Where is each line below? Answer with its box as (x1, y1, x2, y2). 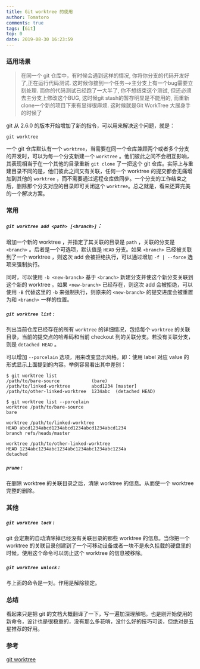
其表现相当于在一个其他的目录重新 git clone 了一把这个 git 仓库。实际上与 (6, 160, 189, 167)
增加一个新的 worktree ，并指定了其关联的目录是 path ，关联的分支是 (6, 238, 176, 245)
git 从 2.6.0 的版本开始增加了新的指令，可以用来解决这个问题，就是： (6, 122, 176, 129)
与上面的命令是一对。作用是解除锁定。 (6, 579, 100, 586)
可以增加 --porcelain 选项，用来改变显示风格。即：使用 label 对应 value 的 (6, 354, 189, 361)
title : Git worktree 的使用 (6, 8, 73, 15)
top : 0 (6, 31, 23, 37)
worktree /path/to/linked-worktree (6, 420, 95, 426)
